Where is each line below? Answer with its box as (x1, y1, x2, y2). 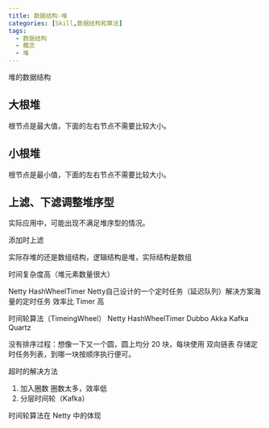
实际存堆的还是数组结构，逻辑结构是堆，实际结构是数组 (8, 253, 192, 262)
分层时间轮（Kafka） (19, 393, 89, 403)
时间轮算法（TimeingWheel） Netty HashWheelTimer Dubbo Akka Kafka (8, 314, 249, 323)
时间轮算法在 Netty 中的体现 (8, 411, 101, 421)
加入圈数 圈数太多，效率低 (19, 384, 107, 393)
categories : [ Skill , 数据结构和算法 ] (8, 19, 123, 27)
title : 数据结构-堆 (8, 11, 68, 20)
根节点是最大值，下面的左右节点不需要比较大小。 (8, 121, 171, 130)
